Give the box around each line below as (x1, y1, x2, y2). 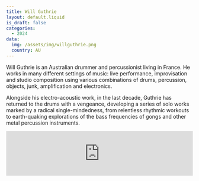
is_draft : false (6, 20, 46, 26)
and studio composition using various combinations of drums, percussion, (6, 76, 187, 83)
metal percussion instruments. (6, 119, 80, 126)
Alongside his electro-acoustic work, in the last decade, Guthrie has (6, 94, 172, 101)
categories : (6, 25, 36, 31)
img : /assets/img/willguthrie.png (11, 42, 97, 48)
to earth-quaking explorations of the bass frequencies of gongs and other (6, 113, 187, 120)
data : (6, 36, 20, 42)
